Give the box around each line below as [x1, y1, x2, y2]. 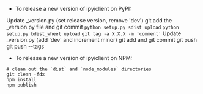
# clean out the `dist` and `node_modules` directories [6, 66, 152, 72]
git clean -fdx [6, 72, 45, 78]
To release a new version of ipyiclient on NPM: [15, 55, 133, 61]
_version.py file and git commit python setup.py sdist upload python [6, 24, 179, 30]
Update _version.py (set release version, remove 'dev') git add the [6, 17, 172, 24]
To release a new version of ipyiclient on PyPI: [15, 5, 131, 12]
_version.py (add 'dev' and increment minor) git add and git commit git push [6, 36, 197, 43]
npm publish [6, 82, 37, 88]
